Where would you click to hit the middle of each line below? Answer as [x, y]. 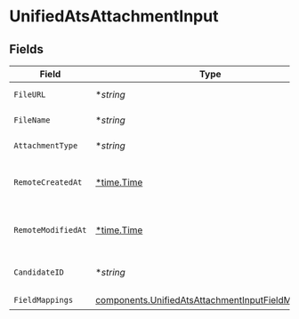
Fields [27, 49]
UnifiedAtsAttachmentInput [114, 16]
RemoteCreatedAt [48, 183]
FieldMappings [44, 300]
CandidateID [39, 272]
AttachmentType [46, 145]
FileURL [30, 95]
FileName [32, 120]
